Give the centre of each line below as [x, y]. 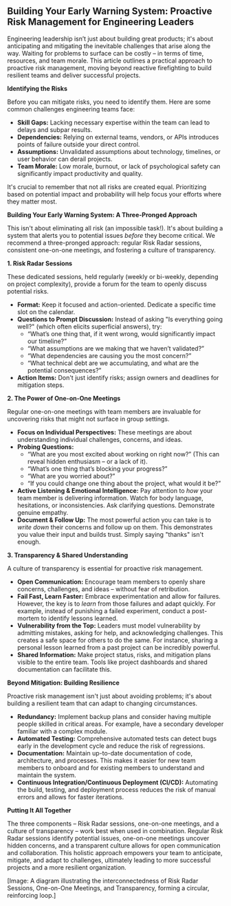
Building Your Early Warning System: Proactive [110, 11]
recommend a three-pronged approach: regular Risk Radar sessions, [104, 243]
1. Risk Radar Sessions [40, 263]
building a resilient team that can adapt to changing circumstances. [102, 703]
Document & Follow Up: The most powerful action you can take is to [114, 520]
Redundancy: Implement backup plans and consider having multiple [114, 716]
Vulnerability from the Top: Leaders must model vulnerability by [109, 626]
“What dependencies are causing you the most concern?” [109, 355]
